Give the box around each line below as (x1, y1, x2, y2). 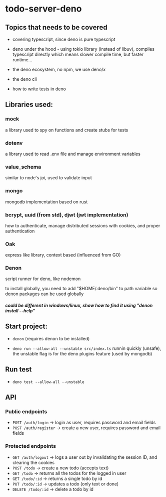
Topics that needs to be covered (5, 23, 107, 32)
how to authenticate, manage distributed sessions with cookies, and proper (5, 222, 160, 228)
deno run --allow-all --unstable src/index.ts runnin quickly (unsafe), (12, 345, 161, 351)
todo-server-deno (5, 3, 82, 15)
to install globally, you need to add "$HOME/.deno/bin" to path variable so (5, 286, 157, 292)
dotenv (5, 139, 23, 146)
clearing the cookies (12, 459, 55, 465)
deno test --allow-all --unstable (12, 380, 84, 385)
